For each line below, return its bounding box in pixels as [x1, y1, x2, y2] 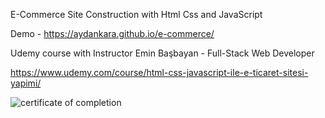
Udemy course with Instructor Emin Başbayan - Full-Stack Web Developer [10, 47, 315, 59]
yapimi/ [10, 77, 42, 89]
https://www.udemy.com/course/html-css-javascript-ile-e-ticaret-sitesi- [10, 67, 309, 78]
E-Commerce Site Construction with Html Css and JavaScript [10, 9, 263, 20]
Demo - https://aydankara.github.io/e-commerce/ [10, 28, 215, 39]
